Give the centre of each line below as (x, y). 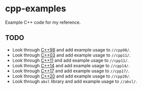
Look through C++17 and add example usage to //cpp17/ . (71, 71)
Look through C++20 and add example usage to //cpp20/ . (71, 76)
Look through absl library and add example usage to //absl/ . (75, 81)
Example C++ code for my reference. (43, 22)
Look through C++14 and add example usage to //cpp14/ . (71, 65)
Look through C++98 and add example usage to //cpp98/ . (71, 49)
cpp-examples (36, 9)
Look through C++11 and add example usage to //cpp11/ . (71, 60)
